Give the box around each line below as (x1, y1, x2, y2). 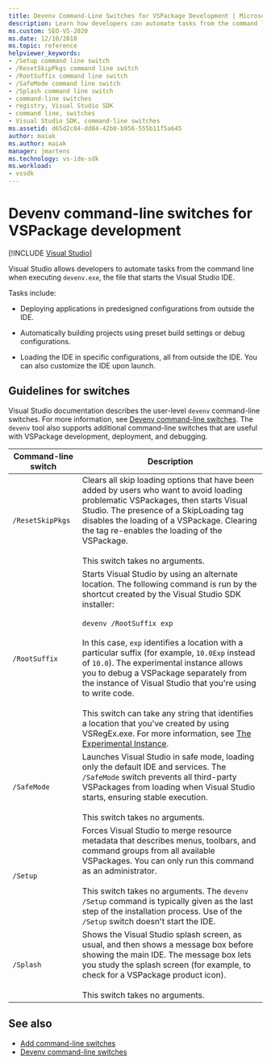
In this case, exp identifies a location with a (81, 637, 244, 648)
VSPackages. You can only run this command (81, 855, 254, 866)
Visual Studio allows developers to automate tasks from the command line (8, 263, 254, 273)
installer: (81, 599, 115, 610)
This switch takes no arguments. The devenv (81, 885, 248, 897)
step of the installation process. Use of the (81, 906, 243, 917)
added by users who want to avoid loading (81, 484, 243, 495)
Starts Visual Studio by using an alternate (81, 568, 238, 579)
